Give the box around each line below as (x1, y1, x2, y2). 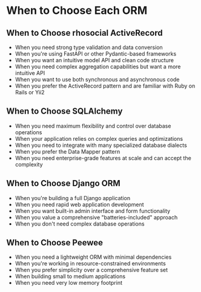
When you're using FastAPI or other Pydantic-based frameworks (15, 50, 177, 57)
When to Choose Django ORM (6, 178, 121, 189)
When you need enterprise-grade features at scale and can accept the (15, 154, 192, 161)
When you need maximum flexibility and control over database (15, 122, 171, 129)
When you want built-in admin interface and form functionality (15, 207, 171, 215)
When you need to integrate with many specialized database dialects (15, 141, 188, 149)
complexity (15, 161, 44, 168)
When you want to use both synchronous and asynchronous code (15, 76, 180, 83)
